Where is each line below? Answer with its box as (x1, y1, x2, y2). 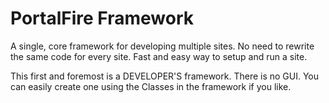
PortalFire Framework (10, 7, 195, 30)
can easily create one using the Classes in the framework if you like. (10, 80, 292, 92)
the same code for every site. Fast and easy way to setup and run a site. (10, 50, 308, 62)
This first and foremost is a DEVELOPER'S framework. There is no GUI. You (10, 70, 320, 82)
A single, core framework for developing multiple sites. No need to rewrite (10, 40, 315, 52)
